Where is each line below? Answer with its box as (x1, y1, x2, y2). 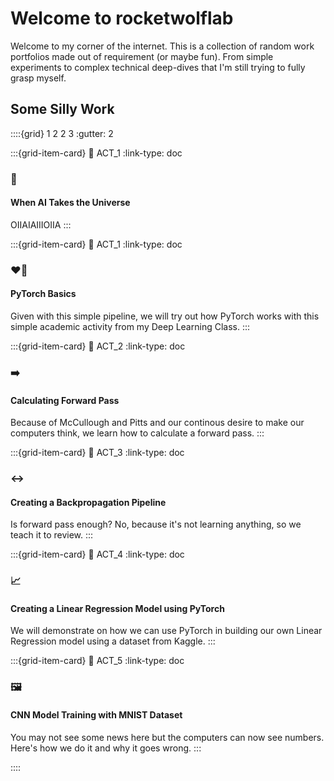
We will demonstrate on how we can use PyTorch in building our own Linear (10, 625, 323, 637)
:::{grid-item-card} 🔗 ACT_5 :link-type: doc (10, 655, 185, 667)
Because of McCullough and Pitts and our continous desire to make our (10, 417, 305, 429)
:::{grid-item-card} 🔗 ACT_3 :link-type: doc (10, 447, 185, 459)
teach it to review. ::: (10, 529, 94, 541)
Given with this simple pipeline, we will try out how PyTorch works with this (10, 310, 320, 322)
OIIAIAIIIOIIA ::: (10, 218, 72, 231)
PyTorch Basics (10, 288, 77, 300)
